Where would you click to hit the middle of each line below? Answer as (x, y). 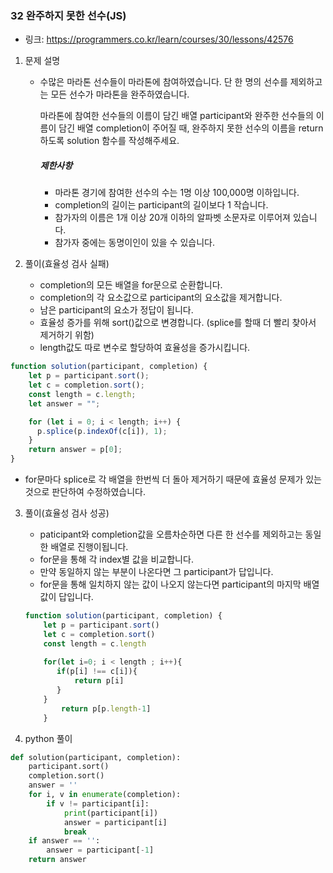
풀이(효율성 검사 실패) (67, 264)
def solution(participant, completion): (96, 757)
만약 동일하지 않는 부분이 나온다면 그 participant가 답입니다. (156, 572)
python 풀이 (48, 738)
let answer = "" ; (64, 403)
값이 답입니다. (66, 597)
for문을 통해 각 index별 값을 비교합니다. (116, 559)
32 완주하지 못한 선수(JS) (68, 15)
